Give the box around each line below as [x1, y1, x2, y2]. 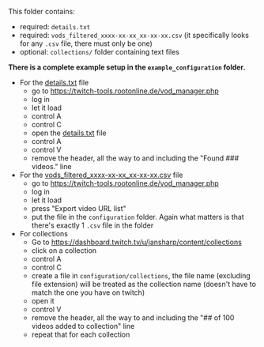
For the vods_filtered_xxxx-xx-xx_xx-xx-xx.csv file [19, 170, 183, 179]
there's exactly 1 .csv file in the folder [31, 221, 154, 230]
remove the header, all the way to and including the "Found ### [31, 153, 239, 163]
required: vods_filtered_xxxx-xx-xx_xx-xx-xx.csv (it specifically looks [19, 31, 249, 40]
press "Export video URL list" [31, 204, 126, 213]
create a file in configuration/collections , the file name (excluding [31, 271, 251, 280]
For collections [19, 229, 69, 238]
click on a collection [31, 246, 97, 255]
